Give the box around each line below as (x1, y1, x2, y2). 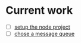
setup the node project (14, 23, 71, 30)
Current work (5, 4, 73, 17)
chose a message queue (14, 30, 75, 37)
